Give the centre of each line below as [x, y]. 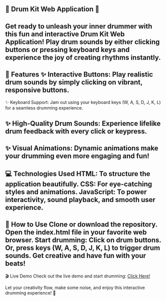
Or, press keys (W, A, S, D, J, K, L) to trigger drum [83, 248]
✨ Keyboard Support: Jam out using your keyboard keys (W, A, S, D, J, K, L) [83, 102]
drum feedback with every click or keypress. [76, 131]
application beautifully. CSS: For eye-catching [79, 184]
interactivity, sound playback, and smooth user [80, 200]
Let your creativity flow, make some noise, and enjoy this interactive [75, 287]
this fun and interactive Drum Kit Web [65, 34]
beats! [15, 264]
